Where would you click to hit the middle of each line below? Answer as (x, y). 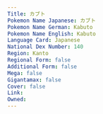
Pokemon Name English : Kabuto (52, 34)
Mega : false (25, 73)
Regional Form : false (39, 60)
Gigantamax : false (34, 80)
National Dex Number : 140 (45, 47)
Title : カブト (26, 14)
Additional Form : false (42, 67)
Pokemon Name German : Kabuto (50, 27)
